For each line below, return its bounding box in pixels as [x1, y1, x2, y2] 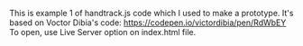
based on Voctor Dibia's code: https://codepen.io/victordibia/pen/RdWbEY [9, 17, 287, 28]
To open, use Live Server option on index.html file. [9, 27, 197, 37]
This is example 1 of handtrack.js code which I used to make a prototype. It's [9, 8, 294, 18]
